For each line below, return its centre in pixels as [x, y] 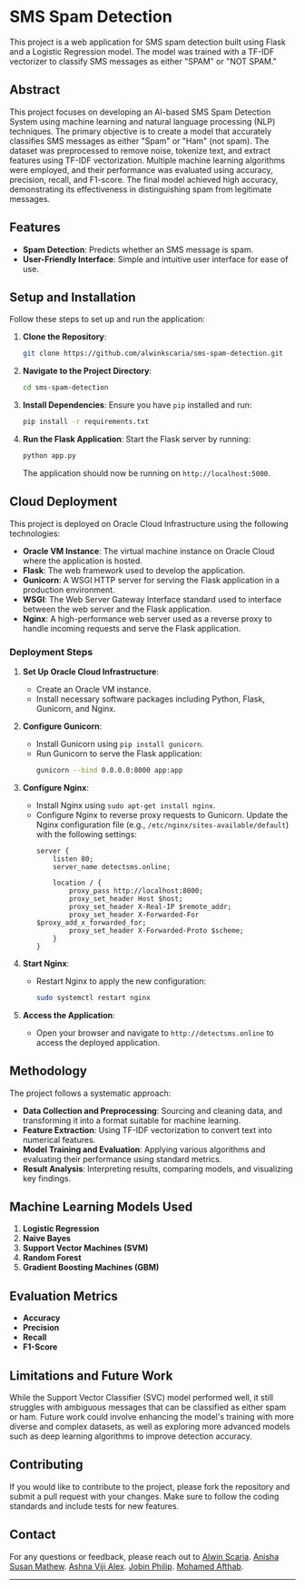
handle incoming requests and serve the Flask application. [132, 628]
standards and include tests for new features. [94, 1506]
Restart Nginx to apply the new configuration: [121, 981]
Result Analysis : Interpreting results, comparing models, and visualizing [157, 1169]
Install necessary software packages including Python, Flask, [150, 699]
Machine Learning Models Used [101, 1206]
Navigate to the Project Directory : [87, 371]
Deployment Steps [51, 652]
